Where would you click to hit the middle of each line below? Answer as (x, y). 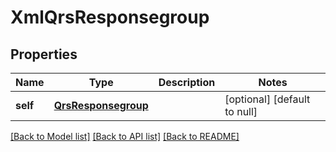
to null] (241, 111)
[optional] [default (267, 99)
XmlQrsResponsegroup (110, 17)
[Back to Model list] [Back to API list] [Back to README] (125, 136)
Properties (44, 54)
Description (187, 82)
